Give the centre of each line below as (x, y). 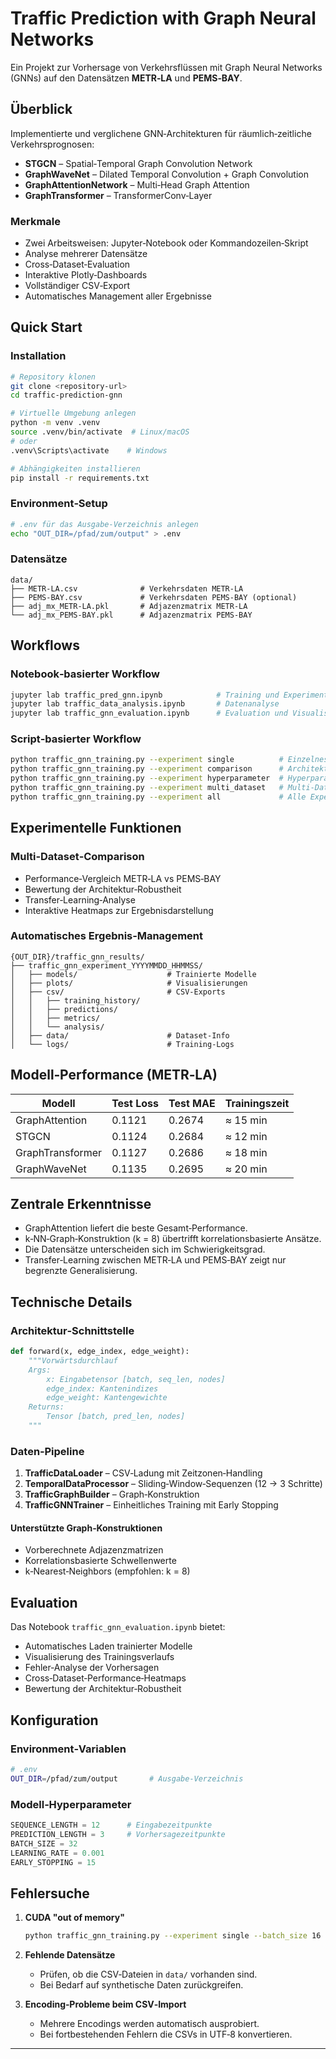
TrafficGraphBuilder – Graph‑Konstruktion (112, 1494)
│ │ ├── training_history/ (75, 1000)
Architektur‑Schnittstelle (72, 1330)
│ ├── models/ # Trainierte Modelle (133, 974)
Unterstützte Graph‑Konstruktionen (86, 1528)
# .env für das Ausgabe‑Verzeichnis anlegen (104, 524)
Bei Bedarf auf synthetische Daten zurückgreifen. (141, 1985)
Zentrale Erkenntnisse (81, 1204)
